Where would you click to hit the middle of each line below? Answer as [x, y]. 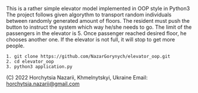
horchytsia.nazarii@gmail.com [43, 84]
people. [15, 46]
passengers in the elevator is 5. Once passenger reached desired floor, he [96, 33]
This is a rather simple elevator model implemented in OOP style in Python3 [98, 8]
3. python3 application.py [39, 67]
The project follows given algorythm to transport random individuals [89, 15]
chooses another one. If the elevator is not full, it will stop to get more [91, 39]
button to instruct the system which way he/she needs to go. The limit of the [99, 27]
